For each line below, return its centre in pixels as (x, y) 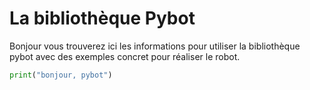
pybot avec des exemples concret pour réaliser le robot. (125, 56)
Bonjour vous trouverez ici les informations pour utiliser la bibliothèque (155, 46)
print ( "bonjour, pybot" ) (61, 75)
